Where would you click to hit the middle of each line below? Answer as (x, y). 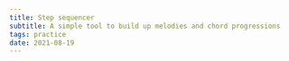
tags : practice (38, 34)
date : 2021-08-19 (42, 43)
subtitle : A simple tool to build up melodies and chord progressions (145, 26)
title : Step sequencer (52, 17)
